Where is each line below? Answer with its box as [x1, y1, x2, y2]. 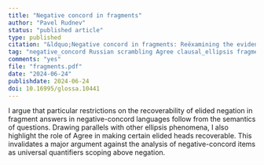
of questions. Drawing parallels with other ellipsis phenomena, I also [8, 123, 229, 132]
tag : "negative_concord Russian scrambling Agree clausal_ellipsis [8, 48, 234, 56]
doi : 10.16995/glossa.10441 [8, 84, 101, 93]
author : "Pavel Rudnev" [8, 19, 86, 27]
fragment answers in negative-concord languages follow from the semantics [8, 115, 256, 124]
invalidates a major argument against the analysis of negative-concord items [8, 139, 256, 149]
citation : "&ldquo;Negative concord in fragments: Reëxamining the [8, 41, 234, 49]
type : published [8, 33, 61, 42]
